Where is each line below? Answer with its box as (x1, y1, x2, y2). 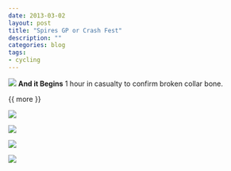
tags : (8, 49, 26, 56)
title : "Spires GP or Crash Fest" (8, 26, 123, 34)
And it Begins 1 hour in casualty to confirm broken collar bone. (17, 79, 224, 88)
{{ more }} (8, 94, 41, 103)
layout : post (8, 19, 52, 27)
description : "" (8, 33, 62, 42)
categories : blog (8, 41, 66, 49)
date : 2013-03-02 (8, 11, 66, 20)
